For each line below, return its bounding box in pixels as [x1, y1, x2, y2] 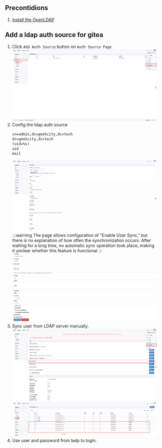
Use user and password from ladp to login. [12, 437, 97, 443]
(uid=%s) [12, 141, 30, 146]
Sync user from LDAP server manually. [12, 323, 89, 329]
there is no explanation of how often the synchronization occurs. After [12, 237, 151, 244]
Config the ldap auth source [12, 122, 68, 127]
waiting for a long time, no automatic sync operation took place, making [12, 243, 155, 248]
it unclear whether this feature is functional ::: [12, 248, 103, 254]
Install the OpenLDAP [12, 16, 54, 22]
